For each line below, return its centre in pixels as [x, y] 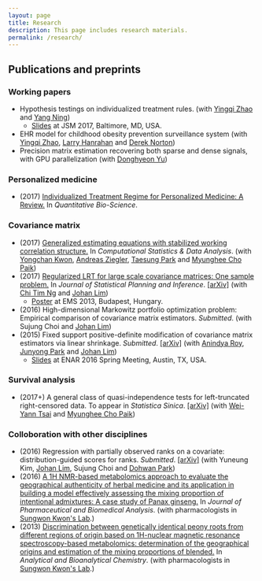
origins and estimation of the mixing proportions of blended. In [121, 552]
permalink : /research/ [45, 37]
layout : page [30, 15]
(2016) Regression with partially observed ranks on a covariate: [122, 451]
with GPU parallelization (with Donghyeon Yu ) [93, 159]
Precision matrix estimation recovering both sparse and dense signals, [133, 150]
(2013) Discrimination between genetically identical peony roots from [131, 527]
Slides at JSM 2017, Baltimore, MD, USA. [97, 125]
